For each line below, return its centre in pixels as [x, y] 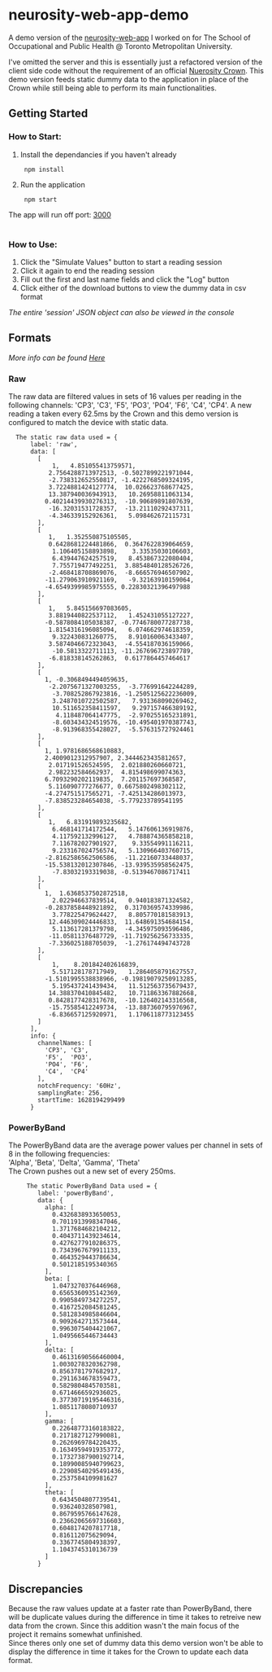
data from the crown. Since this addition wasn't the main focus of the [124, 1626]
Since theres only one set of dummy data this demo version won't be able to [136, 1643]
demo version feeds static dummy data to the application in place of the [129, 79]
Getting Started [48, 114]
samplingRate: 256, [71, 1093]
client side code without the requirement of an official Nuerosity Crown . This [136, 70]
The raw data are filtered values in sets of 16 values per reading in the [125, 397]
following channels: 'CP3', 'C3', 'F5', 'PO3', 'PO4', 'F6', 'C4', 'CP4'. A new [130, 406]
